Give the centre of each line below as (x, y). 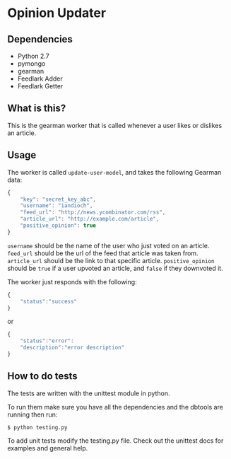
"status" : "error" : (47, 341)
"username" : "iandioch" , (57, 206)
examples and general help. (48, 448)
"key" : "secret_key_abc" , (58, 199)
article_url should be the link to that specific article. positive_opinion (111, 260)
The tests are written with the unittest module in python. (89, 393)
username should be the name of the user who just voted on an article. (108, 245)
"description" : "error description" (72, 348)
